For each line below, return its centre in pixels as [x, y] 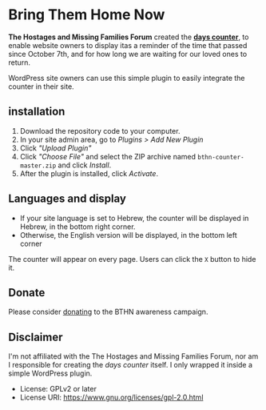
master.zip [38, 166]
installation [37, 112]
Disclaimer [36, 337]
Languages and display [67, 199]
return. [19, 62]
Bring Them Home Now [87, 15]
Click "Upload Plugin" [56, 148]
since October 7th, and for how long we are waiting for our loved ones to [128, 54]
